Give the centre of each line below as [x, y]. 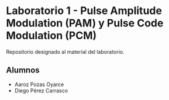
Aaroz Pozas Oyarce [39, 84]
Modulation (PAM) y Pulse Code [85, 23]
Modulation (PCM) [51, 36]
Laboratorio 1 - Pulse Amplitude [84, 11]
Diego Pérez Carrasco [41, 90]
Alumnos [23, 70]
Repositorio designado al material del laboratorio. [65, 51]
